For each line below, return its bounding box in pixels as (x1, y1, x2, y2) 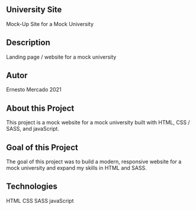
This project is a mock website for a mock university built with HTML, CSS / (6, 119, 191, 126)
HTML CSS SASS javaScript (6, 197, 74, 204)
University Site (6, 5, 62, 15)
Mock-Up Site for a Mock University (6, 20, 94, 27)
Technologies (6, 182, 58, 192)
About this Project (6, 103, 75, 113)
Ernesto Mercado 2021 (6, 86, 62, 93)
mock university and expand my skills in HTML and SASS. (6, 164, 147, 172)
